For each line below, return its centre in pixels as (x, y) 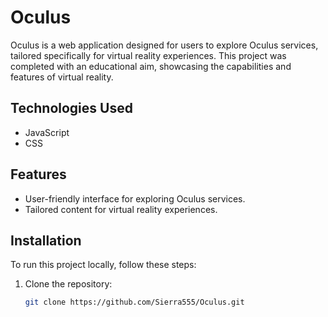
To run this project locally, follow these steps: (103, 265)
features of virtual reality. (62, 77)
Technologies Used (71, 108)
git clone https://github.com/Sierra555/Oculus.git (134, 302)
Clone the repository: (68, 284)
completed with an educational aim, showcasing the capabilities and (151, 66)
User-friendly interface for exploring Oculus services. (135, 198)
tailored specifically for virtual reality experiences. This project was (148, 55)
